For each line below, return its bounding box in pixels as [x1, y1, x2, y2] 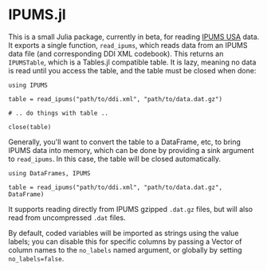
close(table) [8, 123, 52, 131]
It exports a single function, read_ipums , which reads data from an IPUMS [8, 40, 248, 49]
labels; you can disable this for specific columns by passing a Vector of [8, 237, 242, 246]
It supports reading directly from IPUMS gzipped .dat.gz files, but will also [8, 204, 253, 214]
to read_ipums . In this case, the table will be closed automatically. [8, 154, 222, 163]
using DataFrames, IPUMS [8, 169, 91, 177]
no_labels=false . [8, 253, 65, 263]
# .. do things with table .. [8, 109, 109, 117]
